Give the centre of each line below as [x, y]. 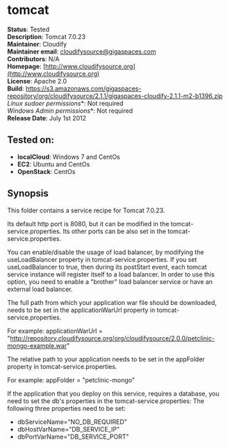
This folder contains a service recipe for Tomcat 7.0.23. [86, 210]
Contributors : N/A [33, 58]
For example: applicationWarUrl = [55, 331]
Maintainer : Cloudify [37, 44]
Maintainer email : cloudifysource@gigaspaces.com [82, 52]
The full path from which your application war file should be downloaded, [112, 302]
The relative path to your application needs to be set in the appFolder [106, 359]
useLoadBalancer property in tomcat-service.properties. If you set [102, 259]
